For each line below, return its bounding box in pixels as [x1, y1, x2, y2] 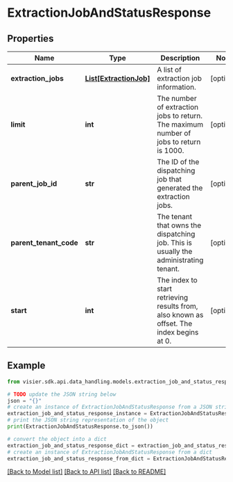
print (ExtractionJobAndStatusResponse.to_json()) [7, 423, 154, 431]
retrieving [157, 293, 189, 302]
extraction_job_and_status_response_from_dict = [7, 455, 150, 462]
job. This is [157, 238, 192, 248]
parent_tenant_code [10, 238, 78, 248]
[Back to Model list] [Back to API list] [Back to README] [7, 467, 166, 476]
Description [160, 54, 200, 63]
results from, [157, 301, 198, 311]
